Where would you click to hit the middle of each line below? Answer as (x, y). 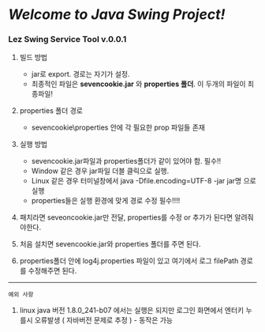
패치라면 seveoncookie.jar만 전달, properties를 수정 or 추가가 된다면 (126, 217)
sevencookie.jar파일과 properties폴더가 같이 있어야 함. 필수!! (126, 161)
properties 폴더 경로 (51, 111)
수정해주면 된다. (52, 271)
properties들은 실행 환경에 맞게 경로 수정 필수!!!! (106, 201)
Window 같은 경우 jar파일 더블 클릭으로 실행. (100, 171)
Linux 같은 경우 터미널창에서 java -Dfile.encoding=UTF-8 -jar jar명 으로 (144, 181)
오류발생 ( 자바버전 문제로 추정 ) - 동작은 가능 (104, 320)
